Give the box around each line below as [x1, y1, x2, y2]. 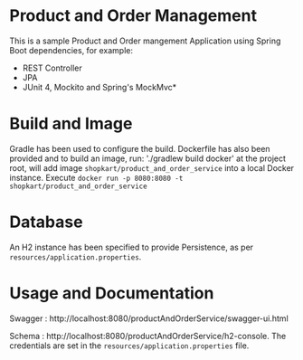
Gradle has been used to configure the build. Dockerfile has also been [9, 143, 270, 154]
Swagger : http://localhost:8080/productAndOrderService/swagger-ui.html [9, 313, 289, 324]
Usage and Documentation [9, 283, 214, 303]
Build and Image [9, 114, 133, 134]
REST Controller [22, 62, 83, 73]
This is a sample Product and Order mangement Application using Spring [9, 35, 281, 46]
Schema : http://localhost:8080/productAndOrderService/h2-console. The [9, 330, 287, 341]
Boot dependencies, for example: [9, 44, 134, 55]
